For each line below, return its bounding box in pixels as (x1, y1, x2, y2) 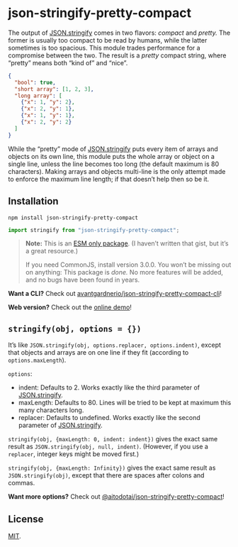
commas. (8, 479, 35, 487)
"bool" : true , (14, 79, 56, 86)
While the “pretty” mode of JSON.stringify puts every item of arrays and (8, 144, 218, 153)
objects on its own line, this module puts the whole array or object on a (8, 152, 215, 160)
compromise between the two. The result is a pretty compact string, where (8, 51, 227, 60)
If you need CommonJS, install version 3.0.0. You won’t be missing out (25, 260, 232, 269)
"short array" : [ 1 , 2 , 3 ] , (14, 85, 94, 93)
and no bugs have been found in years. (25, 275, 140, 284)
